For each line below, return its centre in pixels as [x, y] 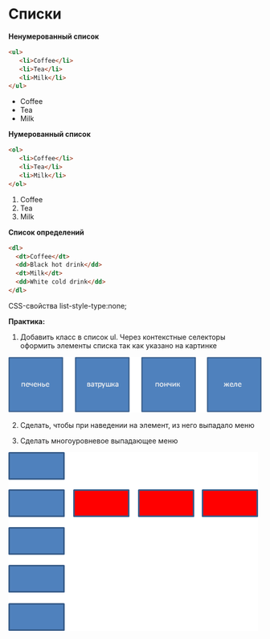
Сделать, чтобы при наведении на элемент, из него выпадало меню [137, 425]
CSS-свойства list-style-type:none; [67, 305]
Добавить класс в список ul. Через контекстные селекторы [123, 337]
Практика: [27, 321]
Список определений [46, 232]
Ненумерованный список [54, 36]
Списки [35, 14]
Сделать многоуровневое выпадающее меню [99, 441]
